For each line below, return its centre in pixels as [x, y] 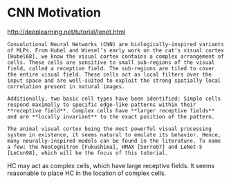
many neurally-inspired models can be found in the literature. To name [114, 141]
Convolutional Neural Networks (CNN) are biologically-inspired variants [116, 44]
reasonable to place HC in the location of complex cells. [87, 173]
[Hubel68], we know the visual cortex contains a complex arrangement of [116, 57]
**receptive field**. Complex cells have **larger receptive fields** [111, 111]
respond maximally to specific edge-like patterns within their [102, 105]
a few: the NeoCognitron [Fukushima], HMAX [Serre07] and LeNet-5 [105, 147]
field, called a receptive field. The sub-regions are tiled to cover [111, 68]
